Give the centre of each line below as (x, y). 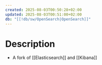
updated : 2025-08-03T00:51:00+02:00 (43, 14)
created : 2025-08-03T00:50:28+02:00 (43, 10)
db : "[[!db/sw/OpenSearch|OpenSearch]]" (48, 19)
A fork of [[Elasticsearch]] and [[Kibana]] (55, 57)
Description (30, 44)
